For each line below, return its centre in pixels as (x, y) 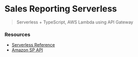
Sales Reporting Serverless (61, 9)
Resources (17, 34)
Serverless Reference (33, 45)
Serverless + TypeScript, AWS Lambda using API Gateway (75, 22)
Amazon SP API (27, 50)
